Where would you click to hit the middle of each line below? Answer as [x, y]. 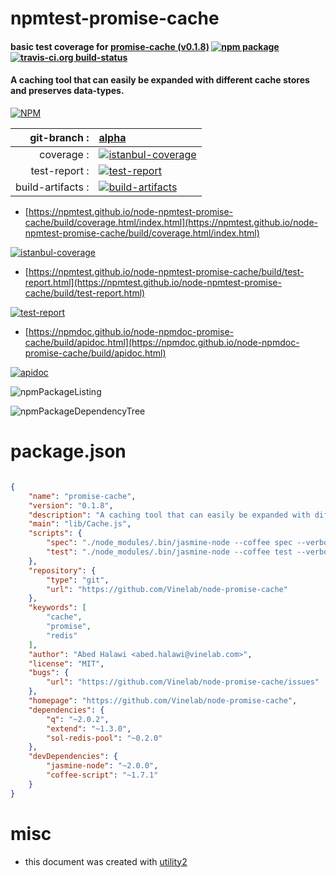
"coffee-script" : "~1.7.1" [102, 775]
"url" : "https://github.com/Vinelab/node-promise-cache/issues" [183, 682]
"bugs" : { [49, 673]
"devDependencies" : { [73, 757]
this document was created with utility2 [106, 861]
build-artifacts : [52, 187]
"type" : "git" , [78, 580]
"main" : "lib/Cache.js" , [80, 524]
